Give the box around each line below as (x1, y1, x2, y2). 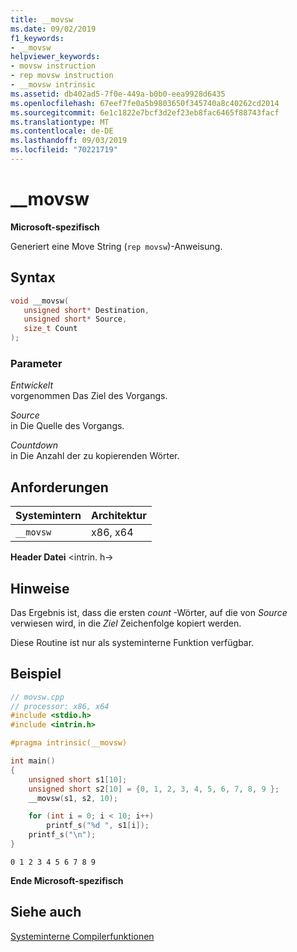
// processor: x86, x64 (10, 701, 110, 711)
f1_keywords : (10, 33, 65, 43)
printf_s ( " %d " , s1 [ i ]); (46, 821, 150, 831)
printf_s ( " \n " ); (28, 830, 97, 840)
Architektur (91, 509, 147, 523)
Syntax (10, 269, 56, 286)
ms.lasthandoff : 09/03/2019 (10, 136, 128, 146)
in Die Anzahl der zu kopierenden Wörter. (10, 450, 180, 462)
